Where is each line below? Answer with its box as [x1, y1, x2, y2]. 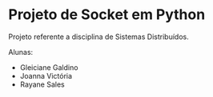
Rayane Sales [19, 80, 66, 89]
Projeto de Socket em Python [8, 6, 206, 24]
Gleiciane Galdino [19, 62, 78, 72]
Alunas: [8, 47, 34, 56]
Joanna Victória [19, 71, 73, 80]
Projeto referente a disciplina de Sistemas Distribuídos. [8, 32, 190, 41]
